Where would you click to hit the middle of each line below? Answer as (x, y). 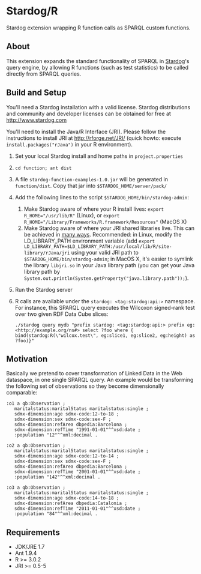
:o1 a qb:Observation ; (36, 403)
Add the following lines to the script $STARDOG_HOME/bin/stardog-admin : (102, 197)
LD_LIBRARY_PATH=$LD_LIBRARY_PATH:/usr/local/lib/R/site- (98, 246)
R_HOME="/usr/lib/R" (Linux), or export (72, 215)
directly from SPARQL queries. (44, 74)
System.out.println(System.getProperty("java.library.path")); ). (106, 278)
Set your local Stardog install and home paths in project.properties (99, 156)
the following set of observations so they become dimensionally (85, 386)
